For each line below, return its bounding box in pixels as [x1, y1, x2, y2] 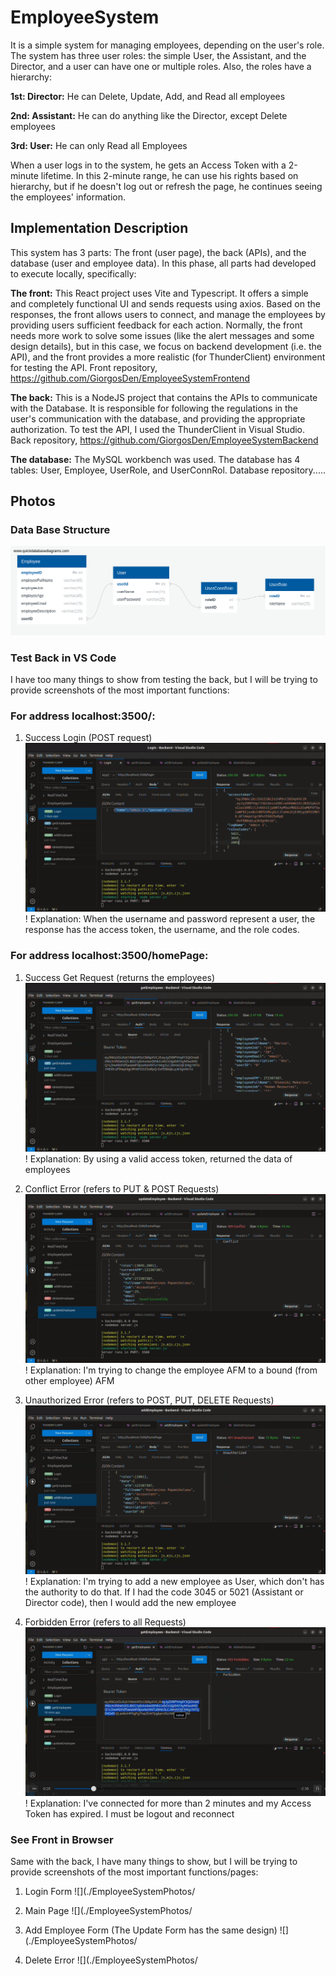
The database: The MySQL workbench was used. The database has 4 [10, 453, 301, 465]
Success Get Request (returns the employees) [24, 971, 216, 983]
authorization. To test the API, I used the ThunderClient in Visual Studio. [10, 423, 306, 435]
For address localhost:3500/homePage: [10, 949, 209, 963]
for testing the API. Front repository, [10, 361, 158, 373]
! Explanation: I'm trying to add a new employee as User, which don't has [24, 1576, 325, 1587]
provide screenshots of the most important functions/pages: [10, 1866, 259, 1878]
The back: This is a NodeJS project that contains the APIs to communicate [10, 391, 318, 403]
